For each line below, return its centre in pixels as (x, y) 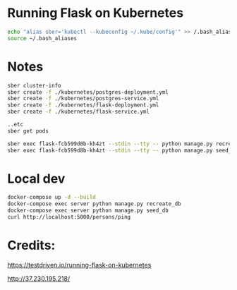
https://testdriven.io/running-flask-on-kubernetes (79, 265)
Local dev (36, 179)
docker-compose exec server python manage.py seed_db (88, 211)
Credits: (31, 246)
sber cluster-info (34, 85)
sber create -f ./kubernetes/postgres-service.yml (83, 99)
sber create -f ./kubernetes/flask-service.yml (79, 112)
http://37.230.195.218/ (39, 278)
